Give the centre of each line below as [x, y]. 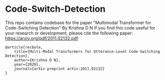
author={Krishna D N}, [37, 60]
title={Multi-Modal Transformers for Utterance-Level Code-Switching [87, 52]
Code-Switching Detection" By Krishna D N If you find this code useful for [80, 27]
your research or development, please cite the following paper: [69, 33]
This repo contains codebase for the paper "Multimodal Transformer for [78, 23]
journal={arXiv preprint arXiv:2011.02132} [60, 69]
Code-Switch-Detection [55, 9]
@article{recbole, [24, 47]
